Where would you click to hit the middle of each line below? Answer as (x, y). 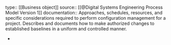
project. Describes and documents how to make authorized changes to (80, 23)
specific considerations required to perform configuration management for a (86, 18)
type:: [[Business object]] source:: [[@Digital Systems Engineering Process (84, 7)
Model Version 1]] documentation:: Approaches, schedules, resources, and (84, 13)
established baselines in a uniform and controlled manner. (66, 29)
